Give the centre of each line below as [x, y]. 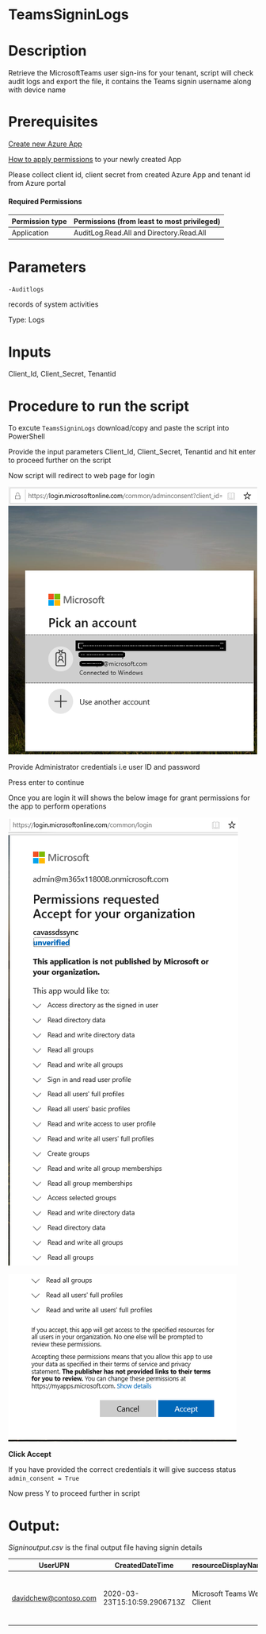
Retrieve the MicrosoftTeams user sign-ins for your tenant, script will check [131, 73]
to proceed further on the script [60, 460]
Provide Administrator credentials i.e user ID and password [104, 767]
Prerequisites [53, 122]
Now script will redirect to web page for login [82, 476]
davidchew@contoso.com [54, 1597]
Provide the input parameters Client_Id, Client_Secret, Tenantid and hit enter [132, 452]
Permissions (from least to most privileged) [147, 221]
